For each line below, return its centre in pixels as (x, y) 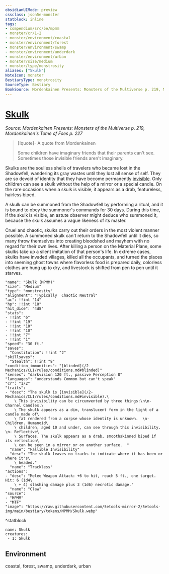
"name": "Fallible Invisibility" (45, 450)
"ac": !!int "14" (23, 300)
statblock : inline (24, 19)
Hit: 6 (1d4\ (19, 480)
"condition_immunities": (31, 366)
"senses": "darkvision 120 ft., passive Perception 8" (64, 375)
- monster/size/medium (29, 61)
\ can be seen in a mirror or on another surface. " (72, 445)
